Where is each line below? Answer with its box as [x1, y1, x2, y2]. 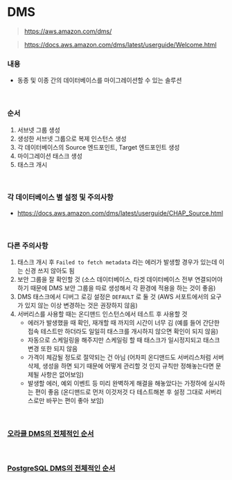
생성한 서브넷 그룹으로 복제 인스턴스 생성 [17, 134, 127, 143]
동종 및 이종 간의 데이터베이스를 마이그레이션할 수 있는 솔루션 [17, 76, 182, 85]
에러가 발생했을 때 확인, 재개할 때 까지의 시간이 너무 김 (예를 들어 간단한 [27, 319, 220, 327]
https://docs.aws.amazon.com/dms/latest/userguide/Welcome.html [24, 40, 217, 48]
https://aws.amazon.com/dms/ [24, 27, 112, 35]
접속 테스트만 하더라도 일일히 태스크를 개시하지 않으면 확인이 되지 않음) [27, 327, 219, 336]
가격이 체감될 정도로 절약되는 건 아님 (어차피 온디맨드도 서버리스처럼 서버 [27, 353, 224, 362]
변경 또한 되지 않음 [27, 344, 78, 353]
